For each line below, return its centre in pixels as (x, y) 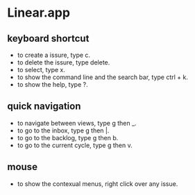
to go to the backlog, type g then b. (68, 137)
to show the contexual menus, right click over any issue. (97, 184)
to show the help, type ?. (52, 84)
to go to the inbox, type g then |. (63, 130)
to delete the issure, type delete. (63, 62)
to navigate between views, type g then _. (77, 123)
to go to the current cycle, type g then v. (75, 145)
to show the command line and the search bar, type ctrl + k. (103, 77)
